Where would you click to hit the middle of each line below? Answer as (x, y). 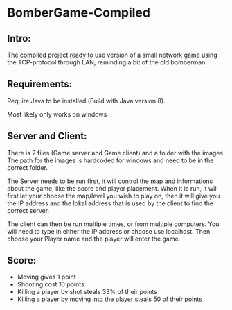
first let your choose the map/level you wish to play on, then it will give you (114, 196)
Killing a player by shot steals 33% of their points (87, 292)
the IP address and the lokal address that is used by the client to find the (110, 203)
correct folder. (28, 167)
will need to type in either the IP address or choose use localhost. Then (109, 231)
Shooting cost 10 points (51, 284)
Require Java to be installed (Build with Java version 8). (86, 101)
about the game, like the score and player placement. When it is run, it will (113, 188)
